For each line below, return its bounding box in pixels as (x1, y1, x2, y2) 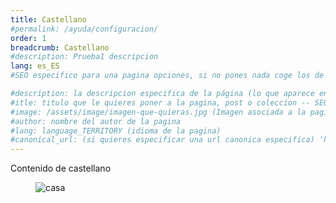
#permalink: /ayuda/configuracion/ (10, 24, 159, 34)
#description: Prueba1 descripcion (10, 52, 159, 62)
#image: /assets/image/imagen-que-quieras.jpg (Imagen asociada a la (10, 107, 307, 117)
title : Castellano (10, 14, 87, 25)
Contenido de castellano (10, 162, 112, 175)
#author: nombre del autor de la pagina (10, 116, 182, 126)
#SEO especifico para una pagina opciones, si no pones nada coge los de (10, 71, 325, 81)
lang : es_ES (10, 61, 60, 71)
